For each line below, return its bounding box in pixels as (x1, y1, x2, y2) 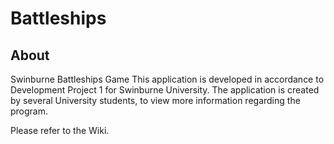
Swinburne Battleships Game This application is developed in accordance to (10, 73, 325, 85)
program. (10, 105, 49, 117)
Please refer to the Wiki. (10, 125, 110, 136)
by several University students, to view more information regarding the (10, 95, 301, 106)
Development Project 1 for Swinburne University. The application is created (10, 84, 320, 96)
